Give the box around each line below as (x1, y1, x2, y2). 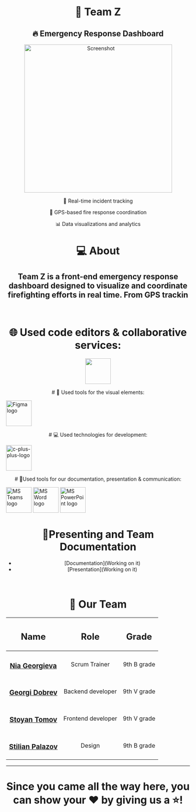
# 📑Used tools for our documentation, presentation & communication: (14, 475, 182, 482)
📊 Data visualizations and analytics (55, 221, 141, 227)
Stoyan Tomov (9, 715, 57, 725)
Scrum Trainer (71, 660, 110, 669)
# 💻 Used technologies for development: (48, 431, 148, 438)
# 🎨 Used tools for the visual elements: (51, 389, 145, 396)
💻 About (76, 244, 120, 258)
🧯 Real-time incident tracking (63, 197, 133, 204)
